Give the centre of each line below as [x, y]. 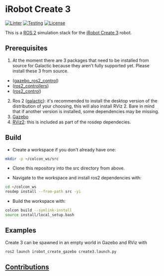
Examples [21, 230]
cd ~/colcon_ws [21, 187]
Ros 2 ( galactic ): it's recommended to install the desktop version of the [85, 101]
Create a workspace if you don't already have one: [64, 149]
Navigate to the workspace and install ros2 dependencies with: [77, 178]
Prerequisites [26, 48]
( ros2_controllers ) [31, 86]
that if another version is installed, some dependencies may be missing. [86, 111]
